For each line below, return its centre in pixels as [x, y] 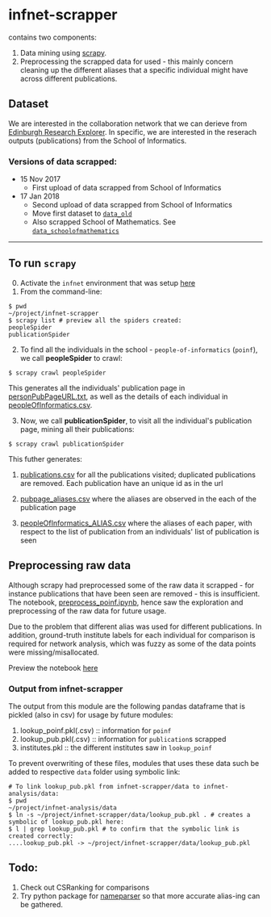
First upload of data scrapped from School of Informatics [127, 188]
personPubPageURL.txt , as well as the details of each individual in [118, 396]
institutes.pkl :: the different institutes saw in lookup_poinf [116, 747]
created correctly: [41, 836]
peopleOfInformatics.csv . [50, 404]
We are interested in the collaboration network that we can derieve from [128, 124]
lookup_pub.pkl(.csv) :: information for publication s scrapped [123, 739]
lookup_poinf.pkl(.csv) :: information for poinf [96, 730]
